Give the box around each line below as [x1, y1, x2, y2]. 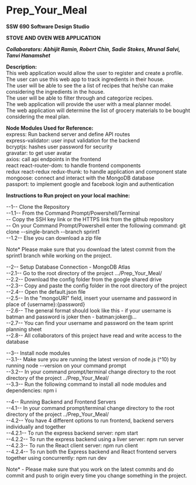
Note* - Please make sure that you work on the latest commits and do [6, 466, 174, 473]
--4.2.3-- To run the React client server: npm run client [6, 442, 138, 449]
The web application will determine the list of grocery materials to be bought [6, 107, 190, 114]
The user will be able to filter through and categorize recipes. [6, 94, 154, 101]
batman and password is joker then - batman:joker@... [6, 313, 137, 320]
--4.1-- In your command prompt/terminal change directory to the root [6, 404, 174, 411]
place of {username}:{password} [6, 300, 85, 308]
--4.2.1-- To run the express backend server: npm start [6, 429, 139, 436]
